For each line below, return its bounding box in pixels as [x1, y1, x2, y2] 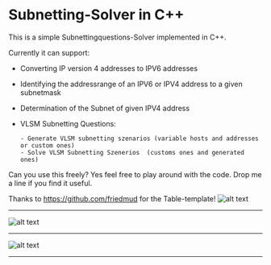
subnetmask [19, 87, 62, 97]
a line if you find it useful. [8, 178, 93, 188]
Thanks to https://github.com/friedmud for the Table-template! [8, 193, 216, 203]
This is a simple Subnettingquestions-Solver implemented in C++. [8, 32, 227, 42]
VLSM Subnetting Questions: [19, 118, 117, 128]
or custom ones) [19, 141, 75, 150]
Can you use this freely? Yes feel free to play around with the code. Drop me [8, 169, 262, 179]
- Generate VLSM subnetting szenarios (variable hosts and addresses [19, 135, 260, 143]
